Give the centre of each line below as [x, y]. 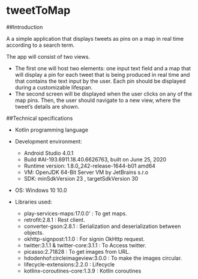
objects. [34, 232]
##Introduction [25, 27]
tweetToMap [38, 10]
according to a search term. [40, 45]
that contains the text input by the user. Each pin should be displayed [100, 81]
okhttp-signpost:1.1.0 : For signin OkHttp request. [84, 239]
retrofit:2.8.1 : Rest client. [54, 220]
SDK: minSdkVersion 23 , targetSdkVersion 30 [81, 178]
